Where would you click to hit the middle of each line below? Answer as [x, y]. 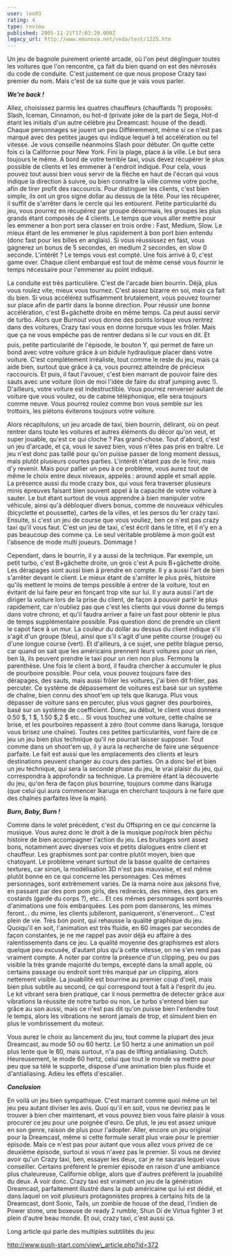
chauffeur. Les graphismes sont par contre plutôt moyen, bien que [101, 855]
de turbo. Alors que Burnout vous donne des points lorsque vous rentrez [110, 320]
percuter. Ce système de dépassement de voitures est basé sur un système [115, 688]
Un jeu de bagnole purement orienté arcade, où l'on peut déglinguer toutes [114, 59]
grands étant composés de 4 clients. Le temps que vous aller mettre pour [112, 218]
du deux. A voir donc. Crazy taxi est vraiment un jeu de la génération [105, 1181]
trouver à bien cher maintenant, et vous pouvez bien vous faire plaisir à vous [116, 1116]
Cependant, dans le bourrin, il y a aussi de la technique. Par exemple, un [110, 556]
